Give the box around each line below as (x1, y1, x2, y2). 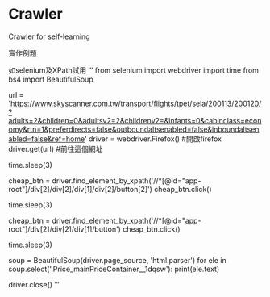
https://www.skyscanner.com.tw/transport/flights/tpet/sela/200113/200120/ (10, 98, 262, 108)
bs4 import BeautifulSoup (8, 74, 94, 84)
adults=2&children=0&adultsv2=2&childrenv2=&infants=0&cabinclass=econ (8, 115, 262, 125)
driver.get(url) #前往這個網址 (8, 144, 103, 153)
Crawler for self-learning (8, 31, 90, 41)
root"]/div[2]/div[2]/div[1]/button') (8, 224, 121, 234)
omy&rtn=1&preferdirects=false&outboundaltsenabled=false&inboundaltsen (8, 124, 260, 134)
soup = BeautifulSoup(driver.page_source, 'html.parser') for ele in (8, 255, 227, 265)
